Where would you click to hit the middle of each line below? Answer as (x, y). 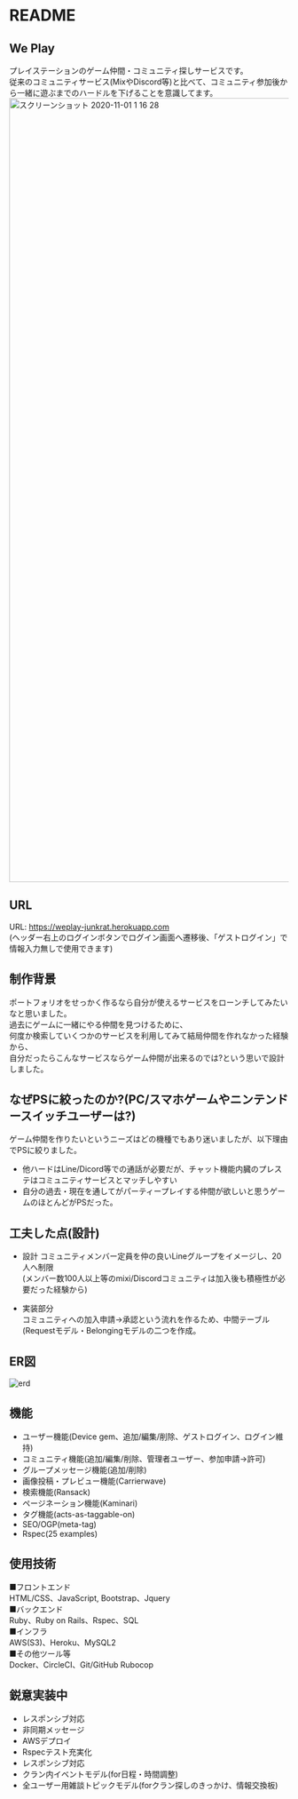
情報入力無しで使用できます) (61, 948)
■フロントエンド (40, 1587)
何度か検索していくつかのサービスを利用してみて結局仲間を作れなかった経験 (149, 1035)
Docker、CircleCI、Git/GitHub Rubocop (81, 1664)
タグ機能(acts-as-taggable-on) (78, 1514)
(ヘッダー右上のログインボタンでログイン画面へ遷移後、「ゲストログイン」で (149, 937)
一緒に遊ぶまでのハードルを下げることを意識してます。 (117, 93)
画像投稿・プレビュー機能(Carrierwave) (94, 1481)
